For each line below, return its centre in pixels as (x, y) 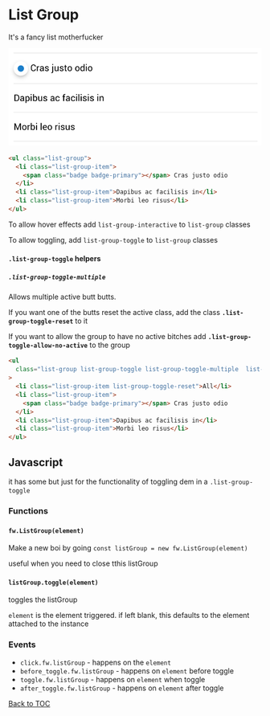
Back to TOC (29, 703)
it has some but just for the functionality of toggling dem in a (108, 482)
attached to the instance (49, 624)
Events (22, 644)
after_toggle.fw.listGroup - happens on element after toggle (122, 688)
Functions (28, 510)
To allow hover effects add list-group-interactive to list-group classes (129, 224)
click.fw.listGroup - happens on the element (95, 662)
